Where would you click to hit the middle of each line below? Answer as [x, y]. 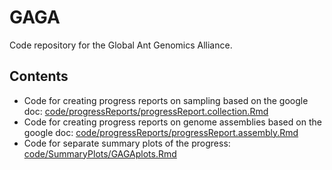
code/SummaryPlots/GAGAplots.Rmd [100, 153]
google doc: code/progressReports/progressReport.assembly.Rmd [161, 132]
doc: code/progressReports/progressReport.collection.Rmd [146, 111]
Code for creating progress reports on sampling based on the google [166, 100]
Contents [39, 76]
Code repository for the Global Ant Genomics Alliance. [121, 45]
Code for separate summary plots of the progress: [127, 143]
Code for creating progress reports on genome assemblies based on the [172, 122]
